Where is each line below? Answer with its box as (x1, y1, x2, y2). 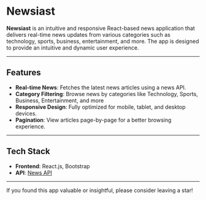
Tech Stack (6, 146, 50, 157)
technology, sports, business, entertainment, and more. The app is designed (6, 37, 199, 45)
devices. (15, 109, 37, 117)
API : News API (15, 169, 52, 176)
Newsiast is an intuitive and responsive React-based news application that (6, 24, 195, 32)
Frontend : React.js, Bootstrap (15, 162, 90, 169)
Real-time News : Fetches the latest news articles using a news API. (15, 84, 186, 91)
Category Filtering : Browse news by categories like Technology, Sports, (15, 90, 198, 97)
